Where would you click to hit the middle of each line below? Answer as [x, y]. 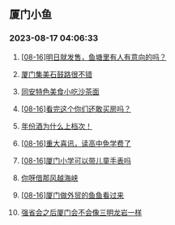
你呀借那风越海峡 [49, 178]
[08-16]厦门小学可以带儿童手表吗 [76, 160]
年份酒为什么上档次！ [56, 126]
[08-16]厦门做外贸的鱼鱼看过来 [73, 195]
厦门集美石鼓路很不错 [56, 74]
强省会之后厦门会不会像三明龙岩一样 [81, 212]
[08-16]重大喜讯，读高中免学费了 [76, 143]
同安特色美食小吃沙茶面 [60, 91]
